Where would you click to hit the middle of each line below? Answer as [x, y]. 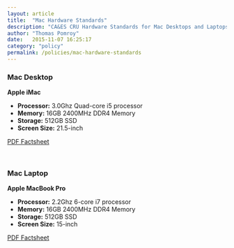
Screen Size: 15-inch [47, 224]
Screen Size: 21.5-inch [50, 128]
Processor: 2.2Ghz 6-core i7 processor [74, 202]
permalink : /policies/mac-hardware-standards [74, 53]
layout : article [31, 14]
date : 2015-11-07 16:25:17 [49, 40]
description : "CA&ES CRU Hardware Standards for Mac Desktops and [106, 27]
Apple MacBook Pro [37, 189]
